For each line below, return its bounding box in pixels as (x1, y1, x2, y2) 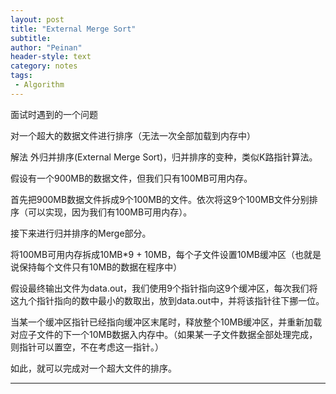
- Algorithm (14, 80, 65, 90)
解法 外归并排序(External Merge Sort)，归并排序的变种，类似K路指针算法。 (10, 151, 318, 163)
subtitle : (10, 33, 52, 43)
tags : (10, 71, 33, 81)
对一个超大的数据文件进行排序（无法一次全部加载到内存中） (10, 129, 256, 141)
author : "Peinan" (10, 42, 83, 53)
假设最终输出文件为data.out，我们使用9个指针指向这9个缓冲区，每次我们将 (10, 282, 318, 294)
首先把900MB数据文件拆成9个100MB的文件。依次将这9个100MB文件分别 (10, 193, 310, 205)
